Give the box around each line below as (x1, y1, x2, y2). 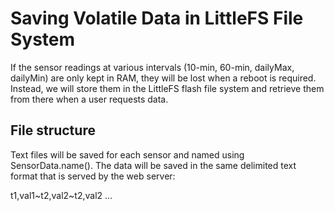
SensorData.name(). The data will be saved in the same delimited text (10, 159, 297, 171)
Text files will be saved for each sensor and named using (10, 148, 245, 161)
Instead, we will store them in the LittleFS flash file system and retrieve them (10, 82, 325, 94)
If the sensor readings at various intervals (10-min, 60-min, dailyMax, (10, 61, 295, 73)
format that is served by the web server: (10, 170, 176, 182)
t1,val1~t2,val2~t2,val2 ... (10, 189, 113, 201)
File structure (10, 122, 96, 139)
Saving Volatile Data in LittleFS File (10, 7, 304, 30)
